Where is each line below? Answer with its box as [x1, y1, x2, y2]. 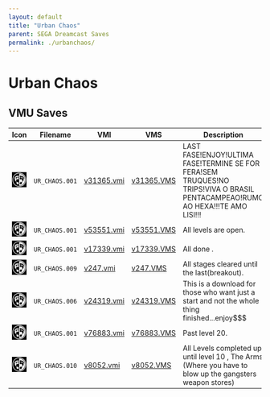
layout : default [8, 13, 63, 21]
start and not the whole [182, 296, 260, 305]
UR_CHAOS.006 [33, 297, 78, 305]
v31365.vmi [84, 176, 125, 185]
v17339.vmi [84, 244, 125, 254]
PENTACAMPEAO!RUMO [182, 193, 264, 202]
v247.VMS [131, 263, 167, 273]
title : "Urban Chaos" [8, 21, 81, 30]
